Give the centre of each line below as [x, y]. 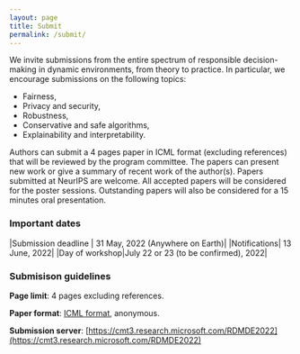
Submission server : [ [49, 331]
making [23, 69]
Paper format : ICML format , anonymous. [84, 313]
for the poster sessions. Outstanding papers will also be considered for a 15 [149, 191]
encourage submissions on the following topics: [98, 79]
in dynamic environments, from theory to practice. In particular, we [162, 69]
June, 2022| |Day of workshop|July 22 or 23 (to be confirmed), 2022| [138, 252]
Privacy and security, [62, 106]
